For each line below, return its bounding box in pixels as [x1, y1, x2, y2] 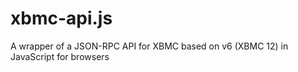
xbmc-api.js [10, 7, 113, 30]
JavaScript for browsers [10, 50, 110, 62]
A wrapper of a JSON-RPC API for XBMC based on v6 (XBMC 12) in [10, 40, 289, 52]
